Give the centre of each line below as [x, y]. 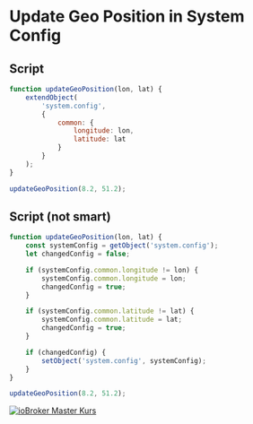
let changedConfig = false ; [78, 254]
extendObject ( [52, 97]
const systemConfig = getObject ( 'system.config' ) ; [122, 246]
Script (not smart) [60, 216]
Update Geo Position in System [127, 17]
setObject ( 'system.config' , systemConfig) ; [124, 360]
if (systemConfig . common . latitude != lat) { [110, 311]
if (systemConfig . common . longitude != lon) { [112, 270]
